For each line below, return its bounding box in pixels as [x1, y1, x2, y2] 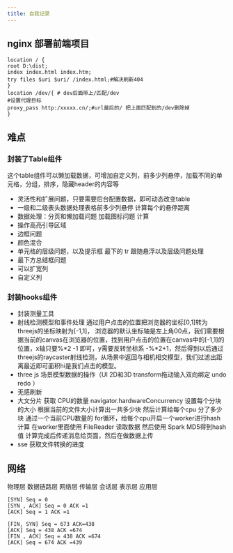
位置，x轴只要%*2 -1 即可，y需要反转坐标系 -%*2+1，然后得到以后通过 [17, 344, 224, 353]
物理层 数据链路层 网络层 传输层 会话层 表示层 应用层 [7, 483, 158, 491]
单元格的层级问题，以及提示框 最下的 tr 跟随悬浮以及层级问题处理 [17, 247, 204, 255]
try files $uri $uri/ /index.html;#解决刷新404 [7, 76, 144, 84]
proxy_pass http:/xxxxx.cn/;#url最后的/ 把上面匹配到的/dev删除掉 [7, 105, 190, 112]
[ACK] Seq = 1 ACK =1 [7, 508, 70, 516]
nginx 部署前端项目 [7, 38, 90, 50]
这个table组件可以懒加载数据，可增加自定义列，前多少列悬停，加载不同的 [7, 172, 217, 180]
